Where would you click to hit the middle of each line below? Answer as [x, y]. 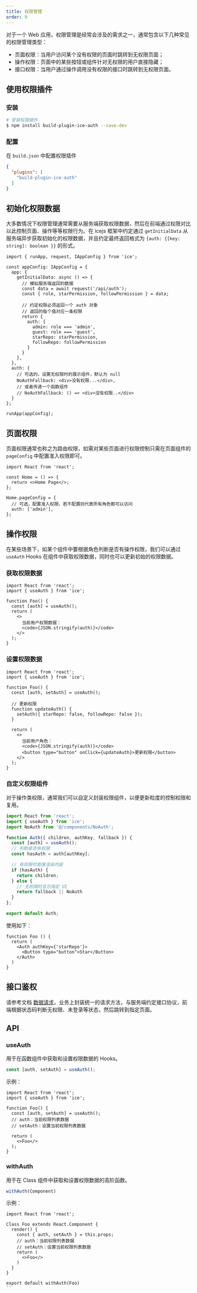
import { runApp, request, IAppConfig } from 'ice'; [72, 257]
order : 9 [17, 17]
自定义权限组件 [27, 784]
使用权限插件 [29, 89]
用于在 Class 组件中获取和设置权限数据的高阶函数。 [68, 1180]
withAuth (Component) [31, 1191]
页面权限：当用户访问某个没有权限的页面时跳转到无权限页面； [89, 54]
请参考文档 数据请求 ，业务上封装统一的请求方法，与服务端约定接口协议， [94, 1002]
